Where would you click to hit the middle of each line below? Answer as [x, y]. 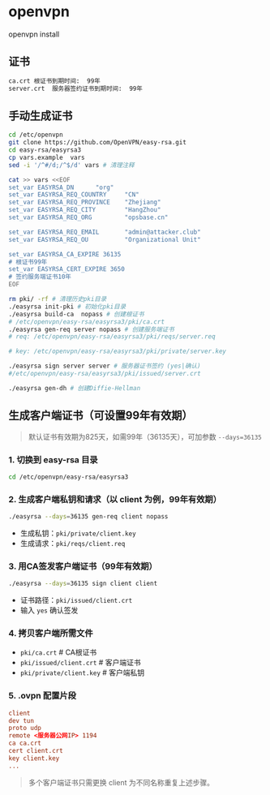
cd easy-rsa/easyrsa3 [45, 150]
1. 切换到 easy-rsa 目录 [54, 459]
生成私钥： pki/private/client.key [78, 533]
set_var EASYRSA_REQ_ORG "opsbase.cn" [88, 217]
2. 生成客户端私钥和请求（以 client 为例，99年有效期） [115, 499]
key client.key [34, 758]
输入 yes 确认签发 [49, 610]
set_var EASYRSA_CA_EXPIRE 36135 [65, 254]
